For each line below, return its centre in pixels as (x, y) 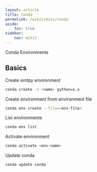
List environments (24, 118)
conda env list (21, 127)
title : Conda (19, 15)
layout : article (22, 10)
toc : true (25, 29)
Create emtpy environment (33, 80)
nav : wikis (26, 38)
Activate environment (27, 137)
